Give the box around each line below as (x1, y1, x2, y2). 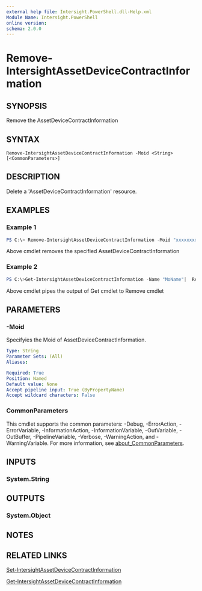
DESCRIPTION (6, 172, 60, 182)
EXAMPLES (6, 205, 50, 215)
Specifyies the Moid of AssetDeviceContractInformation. (6, 336, 146, 343)
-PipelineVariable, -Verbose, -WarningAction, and (32, 433, 155, 440)
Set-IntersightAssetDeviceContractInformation (6, 566, 121, 574)
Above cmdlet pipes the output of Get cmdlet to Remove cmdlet (6, 287, 164, 295)
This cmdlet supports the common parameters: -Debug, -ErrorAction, (6, 420, 179, 427)
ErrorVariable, (6, 426, 41, 433)
